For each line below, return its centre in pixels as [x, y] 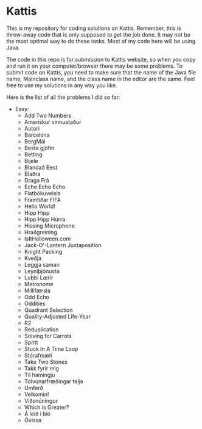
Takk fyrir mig [42, 368]
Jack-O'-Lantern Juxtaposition [63, 245]
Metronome [39, 284]
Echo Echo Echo [45, 187]
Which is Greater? [47, 407]
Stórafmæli [38, 355]
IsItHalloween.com [47, 239]
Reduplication [41, 329]
